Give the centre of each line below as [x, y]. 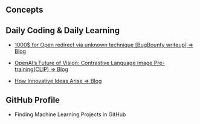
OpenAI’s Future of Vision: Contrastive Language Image [83, 63]
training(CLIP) [32, 69]
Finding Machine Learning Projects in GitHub [70, 114]
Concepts [24, 10]
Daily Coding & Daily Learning [63, 30]
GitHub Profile [33, 100]
